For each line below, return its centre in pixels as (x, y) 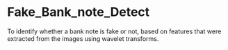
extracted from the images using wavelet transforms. (83, 38)
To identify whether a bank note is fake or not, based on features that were (114, 31)
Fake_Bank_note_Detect (79, 12)
